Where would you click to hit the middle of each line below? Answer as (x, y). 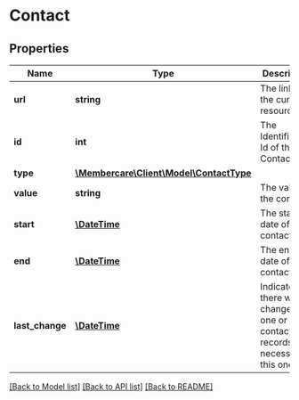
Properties (39, 49)
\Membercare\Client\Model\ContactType (163, 173)
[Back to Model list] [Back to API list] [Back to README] (111, 387)
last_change (40, 326)
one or (274, 320)
